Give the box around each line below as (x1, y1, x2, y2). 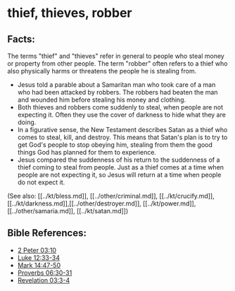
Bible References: (7, 227, 87, 239)
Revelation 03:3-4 (17, 275, 70, 284)
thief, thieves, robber (7, 5, 132, 21)
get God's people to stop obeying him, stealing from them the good (17, 141, 213, 149)
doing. (17, 118, 37, 126)
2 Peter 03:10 (17, 246, 57, 254)
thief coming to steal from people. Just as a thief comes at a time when (17, 163, 224, 171)
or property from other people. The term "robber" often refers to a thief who (7, 59, 228, 68)
